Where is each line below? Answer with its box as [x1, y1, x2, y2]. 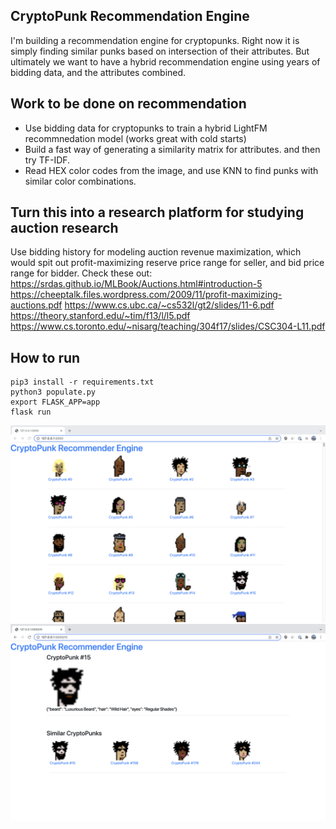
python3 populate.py [10, 387, 97, 398]
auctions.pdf [10, 299, 63, 311]
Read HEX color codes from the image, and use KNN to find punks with [24, 164, 319, 176]
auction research [10, 220, 119, 237]
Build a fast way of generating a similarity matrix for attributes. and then [24, 143, 321, 155]
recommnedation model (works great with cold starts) [24, 132, 247, 144]
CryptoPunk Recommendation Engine [10, 8, 250, 25]
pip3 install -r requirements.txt [10, 377, 155, 388]
